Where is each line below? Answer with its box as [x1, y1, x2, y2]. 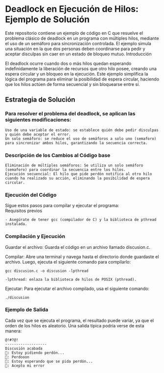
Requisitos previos [5, 208, 43, 214]
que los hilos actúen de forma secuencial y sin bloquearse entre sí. [5, 81, 141, 87]
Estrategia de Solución [5, 96, 75, 104]
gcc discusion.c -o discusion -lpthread [5, 268, 89, 273]
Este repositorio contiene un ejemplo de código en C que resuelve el [5, 30, 143, 36]
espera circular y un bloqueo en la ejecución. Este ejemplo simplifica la [5, 71, 148, 77]
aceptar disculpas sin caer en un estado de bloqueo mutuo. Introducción [5, 51, 152, 57]
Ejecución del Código [5, 191, 57, 198]
